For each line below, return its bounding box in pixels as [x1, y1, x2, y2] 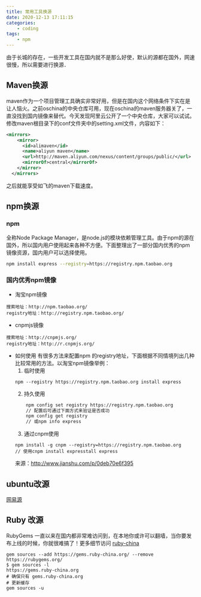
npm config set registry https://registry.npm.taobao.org [26, 402, 173, 408]
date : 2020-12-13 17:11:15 [6, 14, 74, 20]
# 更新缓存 [6, 580, 30, 586]
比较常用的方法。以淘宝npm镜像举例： [14, 359, 110, 366]
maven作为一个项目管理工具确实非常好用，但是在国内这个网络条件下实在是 [6, 97, 190, 105]
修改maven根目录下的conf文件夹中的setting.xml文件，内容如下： [6, 120, 166, 127]
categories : [6, 20, 36, 26]
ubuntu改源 [6, 479, 50, 489]
